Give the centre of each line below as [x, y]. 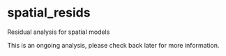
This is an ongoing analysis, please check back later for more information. [113, 45]
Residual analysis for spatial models [59, 32]
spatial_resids [49, 13]
